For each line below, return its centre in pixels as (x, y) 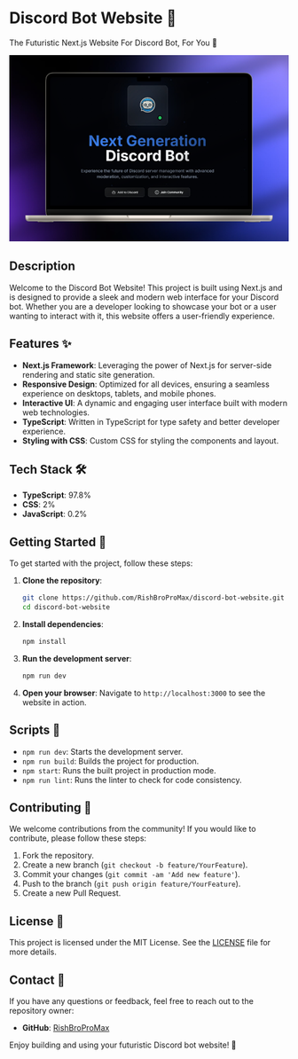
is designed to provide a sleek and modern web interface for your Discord (144, 297)
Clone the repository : (62, 581)
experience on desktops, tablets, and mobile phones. (119, 393)
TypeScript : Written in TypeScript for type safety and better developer (151, 421)
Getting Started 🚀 (58, 541)
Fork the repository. (58, 856)
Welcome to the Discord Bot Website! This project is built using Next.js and (146, 287)
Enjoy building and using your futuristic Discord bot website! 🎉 (123, 1045)
